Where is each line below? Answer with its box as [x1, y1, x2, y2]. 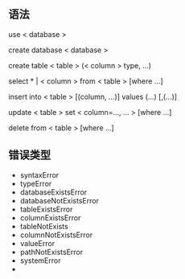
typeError [19, 178, 52, 188]
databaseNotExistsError [19, 195, 99, 205]
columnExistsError [19, 212, 81, 223]
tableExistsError [19, 204, 73, 214]
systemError [19, 256, 61, 265]
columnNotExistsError [19, 230, 93, 240]
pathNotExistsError [19, 247, 84, 256]
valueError [19, 238, 55, 248]
